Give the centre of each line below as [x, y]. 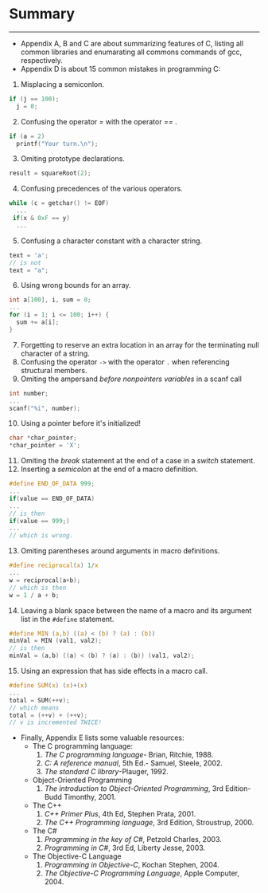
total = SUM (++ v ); [39, 700]
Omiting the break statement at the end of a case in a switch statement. [138, 461]
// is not [25, 263]
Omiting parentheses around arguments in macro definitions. [120, 551]
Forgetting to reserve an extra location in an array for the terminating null [140, 344]
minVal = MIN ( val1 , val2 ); [56, 641]
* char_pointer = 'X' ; [45, 446]
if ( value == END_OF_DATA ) [52, 498]
